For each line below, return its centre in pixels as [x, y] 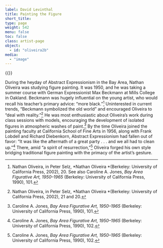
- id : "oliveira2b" [29, 50]
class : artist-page [25, 41]
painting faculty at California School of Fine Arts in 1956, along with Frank [78, 131]
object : [13, 46]
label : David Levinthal [29, 9]
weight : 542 [17, 28]
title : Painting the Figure [33, 14]
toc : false [16, 37]
